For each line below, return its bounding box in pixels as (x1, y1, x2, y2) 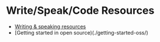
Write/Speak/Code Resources (6, 4, 155, 17)
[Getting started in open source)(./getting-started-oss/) (14, 29, 148, 36)
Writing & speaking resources (14, 23, 86, 30)
